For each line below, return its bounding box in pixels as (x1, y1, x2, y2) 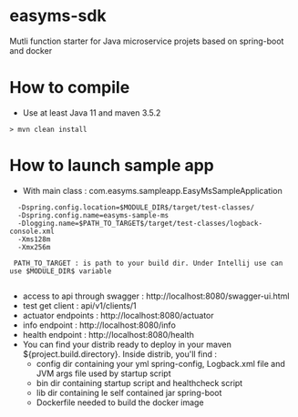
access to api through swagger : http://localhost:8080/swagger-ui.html (22, 290, 290, 301)
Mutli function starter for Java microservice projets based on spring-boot (9, 36, 284, 46)
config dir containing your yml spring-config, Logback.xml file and (36, 358, 285, 369)
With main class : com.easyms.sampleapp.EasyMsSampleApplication (22, 185, 283, 196)
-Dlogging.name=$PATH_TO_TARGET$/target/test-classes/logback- (17, 219, 262, 228)
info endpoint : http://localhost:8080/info (22, 320, 176, 331)
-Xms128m (17, 234, 51, 244)
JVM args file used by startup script (36, 368, 171, 379)
